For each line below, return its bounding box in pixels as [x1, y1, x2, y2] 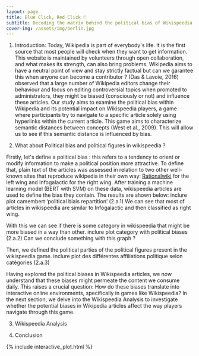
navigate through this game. [6, 308, 75, 316]
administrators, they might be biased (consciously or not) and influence [14, 92, 190, 100]
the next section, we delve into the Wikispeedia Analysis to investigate [6, 296, 178, 303]
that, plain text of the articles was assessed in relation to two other [6, 166, 169, 174]
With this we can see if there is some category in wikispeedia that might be [6, 222, 190, 230]
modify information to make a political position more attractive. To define [6, 160, 184, 167]
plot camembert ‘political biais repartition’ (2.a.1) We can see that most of [6, 198, 185, 205]
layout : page [6, 8, 39, 15]
